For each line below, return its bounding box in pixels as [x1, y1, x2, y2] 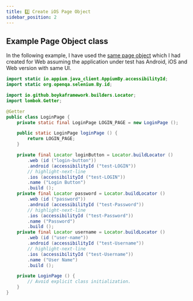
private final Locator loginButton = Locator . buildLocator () [17, 152, 173, 158]
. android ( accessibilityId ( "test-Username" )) [27, 240, 144, 246]
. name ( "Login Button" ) [27, 179, 86, 186]
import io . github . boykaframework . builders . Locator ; [6, 93, 136, 99]
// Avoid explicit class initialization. [27, 278, 131, 285]
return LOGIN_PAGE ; [27, 136, 76, 142]
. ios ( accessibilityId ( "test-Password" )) [27, 213, 134, 218]
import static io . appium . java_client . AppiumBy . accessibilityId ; [6, 76, 168, 82]
